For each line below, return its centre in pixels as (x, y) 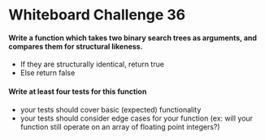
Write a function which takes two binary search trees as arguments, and (133, 37)
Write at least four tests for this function (78, 91)
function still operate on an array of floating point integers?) (120, 126)
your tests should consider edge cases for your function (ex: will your (137, 118)
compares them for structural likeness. (76, 46)
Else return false (48, 73)
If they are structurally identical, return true (92, 64)
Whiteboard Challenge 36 (97, 15)
